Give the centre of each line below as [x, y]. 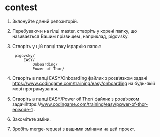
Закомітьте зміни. [31, 119]
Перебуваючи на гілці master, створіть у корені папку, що [74, 31]
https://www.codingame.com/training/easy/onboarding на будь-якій [84, 83]
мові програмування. [35, 89]
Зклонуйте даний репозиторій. [45, 21]
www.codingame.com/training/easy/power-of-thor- [94, 104]
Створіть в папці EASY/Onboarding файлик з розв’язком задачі [80, 78]
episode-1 [23, 109]
